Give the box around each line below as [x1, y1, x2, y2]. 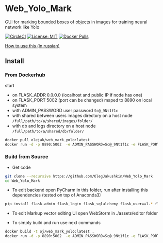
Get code [12, 164, 31, 170]
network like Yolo [5, 24, 40, 30]
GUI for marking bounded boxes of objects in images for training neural [5, 19, 147, 25]
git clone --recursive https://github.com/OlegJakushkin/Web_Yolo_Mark [5, 174, 153, 178]
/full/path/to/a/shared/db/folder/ [12, 129, 84, 134]
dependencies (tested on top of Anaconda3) [12, 192, 101, 198]
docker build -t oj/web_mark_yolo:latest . [5, 229, 95, 234]
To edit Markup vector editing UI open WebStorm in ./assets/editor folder [12, 211, 158, 216]
